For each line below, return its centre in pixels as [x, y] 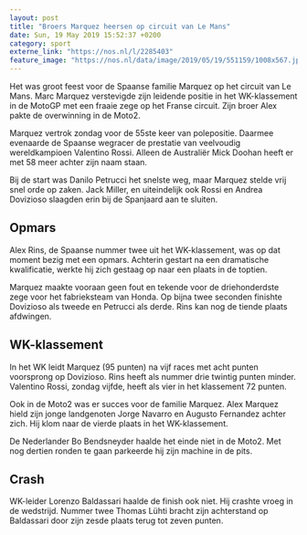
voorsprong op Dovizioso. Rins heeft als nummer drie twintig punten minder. [153, 376]
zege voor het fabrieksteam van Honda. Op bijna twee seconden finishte [146, 297]
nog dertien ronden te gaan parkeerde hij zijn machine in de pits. [131, 451]
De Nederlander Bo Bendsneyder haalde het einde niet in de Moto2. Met [145, 441]
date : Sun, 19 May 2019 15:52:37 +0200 [85, 35]
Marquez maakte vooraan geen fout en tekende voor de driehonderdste [144, 287]
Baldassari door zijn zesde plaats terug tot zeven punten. [116, 520]
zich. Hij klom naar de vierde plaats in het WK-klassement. [119, 423]
